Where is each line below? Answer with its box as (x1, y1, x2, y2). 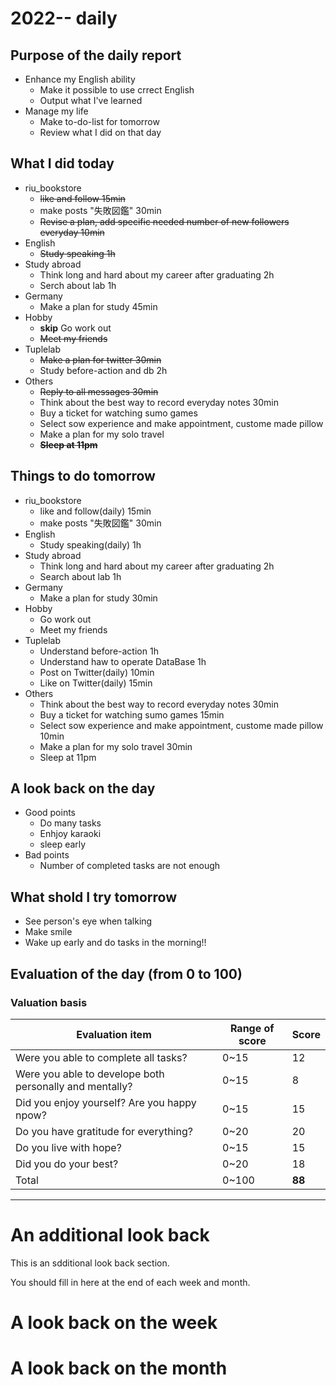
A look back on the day (10, 780, 156, 797)
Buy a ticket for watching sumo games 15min (39, 708, 225, 721)
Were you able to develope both (15, 1067, 165, 1081)
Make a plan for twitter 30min (39, 353, 162, 366)
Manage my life (24, 105, 89, 117)
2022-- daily (10, 7, 118, 30)
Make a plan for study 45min (39, 300, 158, 312)
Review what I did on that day (39, 127, 162, 138)
